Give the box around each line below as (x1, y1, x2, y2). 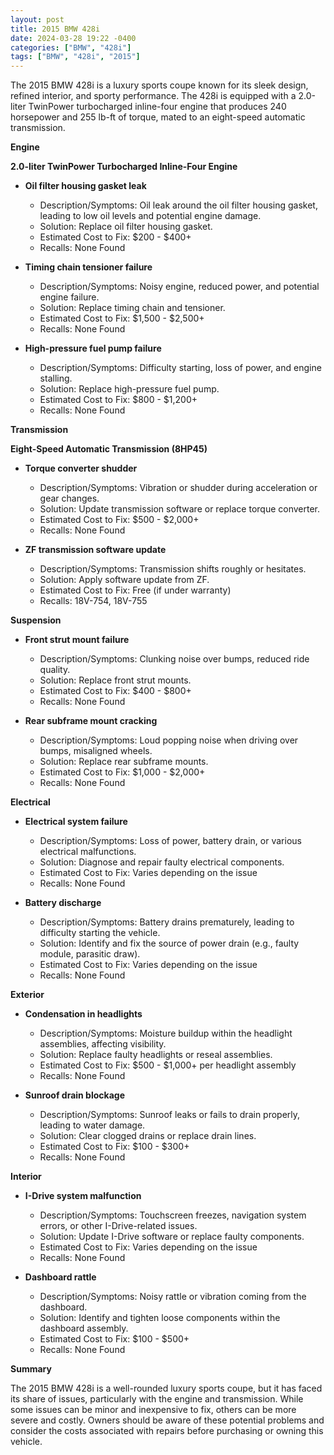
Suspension (10, 614, 62, 626)
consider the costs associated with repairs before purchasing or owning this (10, 1425, 324, 1437)
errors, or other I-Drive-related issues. (39, 1220, 198, 1232)
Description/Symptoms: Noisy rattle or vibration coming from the (39, 1291, 307, 1303)
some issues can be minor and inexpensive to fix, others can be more (10, 1404, 297, 1416)
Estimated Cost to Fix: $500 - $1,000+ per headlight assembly (39, 1059, 297, 1071)
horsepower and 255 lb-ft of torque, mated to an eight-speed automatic (10, 111, 306, 123)
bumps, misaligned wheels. (39, 745, 153, 757)
